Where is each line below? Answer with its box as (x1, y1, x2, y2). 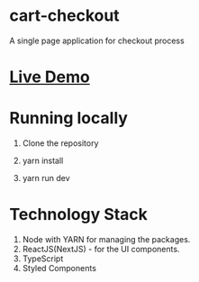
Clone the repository (22, 138, 99, 149)
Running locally (9, 108, 129, 129)
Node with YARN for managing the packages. (22, 234, 191, 244)
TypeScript (22, 253, 64, 264)
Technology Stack (9, 205, 149, 225)
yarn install (22, 155, 64, 167)
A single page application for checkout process (9, 35, 185, 46)
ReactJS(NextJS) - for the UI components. (22, 244, 180, 254)
